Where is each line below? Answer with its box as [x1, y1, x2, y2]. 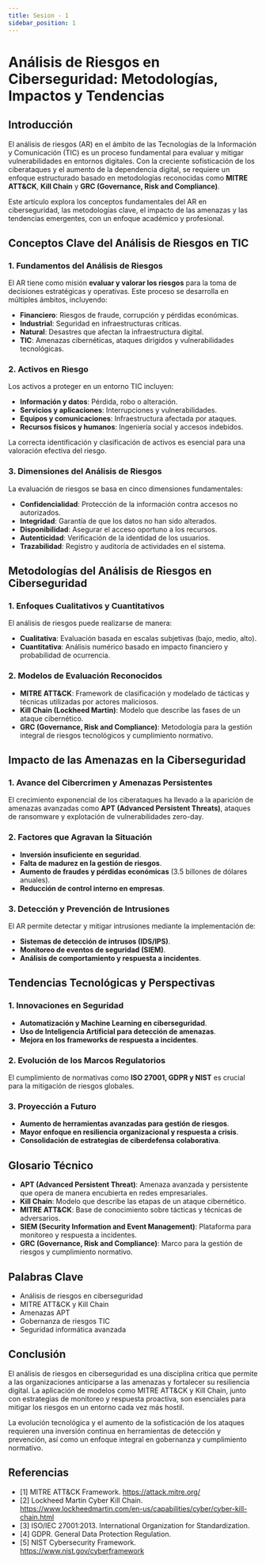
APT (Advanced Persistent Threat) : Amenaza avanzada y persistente [19, 1180, 249, 1189]
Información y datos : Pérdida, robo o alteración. [19, 397, 178, 406]
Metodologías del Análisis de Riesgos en [8, 564, 212, 578]
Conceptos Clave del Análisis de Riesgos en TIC [8, 236, 249, 250]
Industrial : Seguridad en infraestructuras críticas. [19, 318, 182, 329]
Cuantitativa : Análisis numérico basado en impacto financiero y [19, 642, 228, 652]
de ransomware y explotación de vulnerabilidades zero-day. [8, 812, 204, 822]
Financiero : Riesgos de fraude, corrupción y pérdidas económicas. [19, 311, 239, 320]
